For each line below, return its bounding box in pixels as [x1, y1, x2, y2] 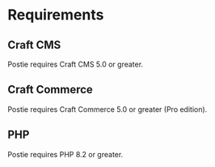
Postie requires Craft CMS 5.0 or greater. [7, 59, 143, 69]
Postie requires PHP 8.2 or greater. [7, 149, 124, 159]
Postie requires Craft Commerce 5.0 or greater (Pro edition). [7, 104, 208, 114]
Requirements [7, 6, 104, 24]
